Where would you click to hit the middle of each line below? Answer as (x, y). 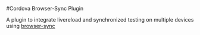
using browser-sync (31, 26)
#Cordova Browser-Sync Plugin (45, 8)
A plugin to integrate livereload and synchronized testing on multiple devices (100, 20)
